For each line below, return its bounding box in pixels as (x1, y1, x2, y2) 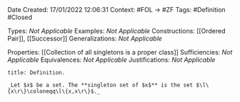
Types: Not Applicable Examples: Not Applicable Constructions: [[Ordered (7, 27, 226, 35)
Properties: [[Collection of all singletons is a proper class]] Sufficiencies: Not (7, 48, 233, 56)
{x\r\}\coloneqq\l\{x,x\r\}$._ (7, 88, 101, 95)
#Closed (7, 13, 33, 21)
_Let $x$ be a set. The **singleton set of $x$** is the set (7, 81, 194, 89)
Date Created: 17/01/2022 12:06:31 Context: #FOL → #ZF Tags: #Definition (7, 6, 226, 13)
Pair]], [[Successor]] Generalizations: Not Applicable (7, 34, 163, 42)
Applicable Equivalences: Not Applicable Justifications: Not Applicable (7, 55, 216, 64)
